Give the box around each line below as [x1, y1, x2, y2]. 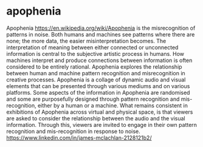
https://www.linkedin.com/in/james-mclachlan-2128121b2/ [6, 134, 152, 141]
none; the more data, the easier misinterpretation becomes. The [6, 37, 167, 44]
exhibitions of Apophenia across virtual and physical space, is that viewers [6, 108, 193, 115]
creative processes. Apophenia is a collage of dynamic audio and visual [6, 76, 186, 83]
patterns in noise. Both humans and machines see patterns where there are [6, 30, 195, 38]
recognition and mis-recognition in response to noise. [6, 128, 141, 135]
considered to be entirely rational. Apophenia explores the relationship [6, 63, 182, 70]
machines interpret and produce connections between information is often [6, 56, 193, 64]
